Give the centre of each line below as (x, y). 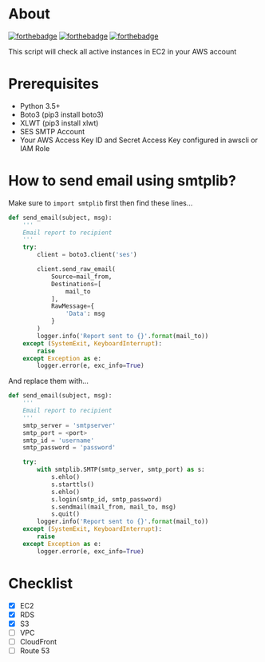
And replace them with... (49, 381)
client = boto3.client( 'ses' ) (87, 255)
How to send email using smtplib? (123, 181)
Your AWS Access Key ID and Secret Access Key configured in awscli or (138, 140)
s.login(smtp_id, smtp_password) (106, 499)
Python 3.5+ (40, 106)
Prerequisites (54, 84)
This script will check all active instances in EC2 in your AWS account (123, 51)
